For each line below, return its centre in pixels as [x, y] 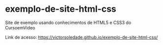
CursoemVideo [20, 27]
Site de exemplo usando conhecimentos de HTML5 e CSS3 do [68, 22]
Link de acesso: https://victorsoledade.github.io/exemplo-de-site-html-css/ [81, 37]
